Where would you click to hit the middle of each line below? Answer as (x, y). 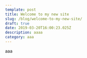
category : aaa (20, 37)
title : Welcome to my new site (37, 14)
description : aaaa (24, 32)
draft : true (17, 23)
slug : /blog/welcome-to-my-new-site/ (44, 19)
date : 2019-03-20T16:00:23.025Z (38, 28)
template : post (21, 10)
